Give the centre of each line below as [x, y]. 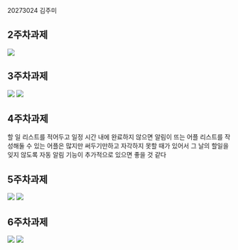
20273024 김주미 [32, 10]
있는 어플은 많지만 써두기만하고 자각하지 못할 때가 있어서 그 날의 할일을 [131, 146]
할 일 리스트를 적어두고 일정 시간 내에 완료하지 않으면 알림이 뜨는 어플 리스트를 [115, 137]
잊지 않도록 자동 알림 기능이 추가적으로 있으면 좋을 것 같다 [87, 155]
